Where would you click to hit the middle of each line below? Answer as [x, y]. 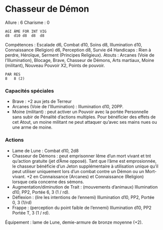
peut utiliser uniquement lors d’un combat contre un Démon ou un [78, 171]
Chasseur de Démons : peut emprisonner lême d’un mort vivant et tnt [81, 156]
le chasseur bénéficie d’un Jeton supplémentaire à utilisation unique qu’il [85, 166]
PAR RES [13, 74]
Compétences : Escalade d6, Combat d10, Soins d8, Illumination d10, [74, 44]
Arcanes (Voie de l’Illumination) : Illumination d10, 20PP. [68, 107]
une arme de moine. [32, 127]
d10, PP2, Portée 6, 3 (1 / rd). [41, 192]
